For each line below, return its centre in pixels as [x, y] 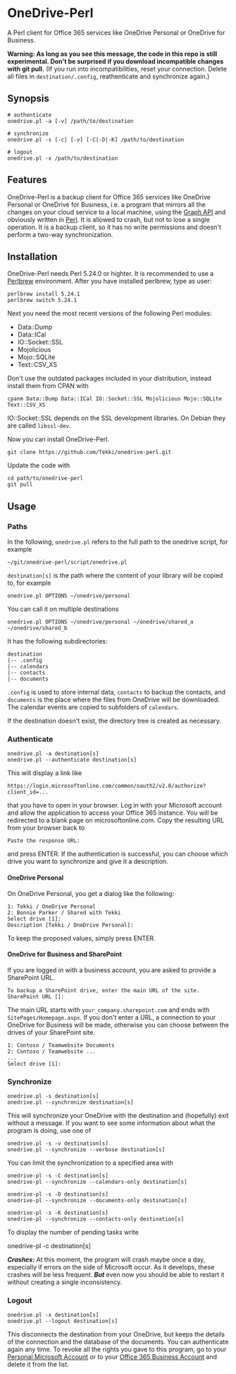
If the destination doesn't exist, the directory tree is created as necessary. [114, 721]
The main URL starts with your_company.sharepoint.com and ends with [108, 1010]
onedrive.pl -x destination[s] [53, 1315]
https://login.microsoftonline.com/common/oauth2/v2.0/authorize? [107, 786]
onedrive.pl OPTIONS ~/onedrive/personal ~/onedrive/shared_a [100, 622]
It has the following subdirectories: [57, 641]
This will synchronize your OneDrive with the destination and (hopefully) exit [118, 1116]
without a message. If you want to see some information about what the [112, 1123]
